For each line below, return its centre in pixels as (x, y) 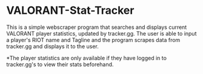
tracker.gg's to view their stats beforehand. (60, 64)
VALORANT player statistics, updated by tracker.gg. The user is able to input (101, 33)
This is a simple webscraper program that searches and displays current (97, 27)
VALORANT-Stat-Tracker (70, 11)
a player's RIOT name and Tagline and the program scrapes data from (93, 40)
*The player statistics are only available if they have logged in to (86, 58)
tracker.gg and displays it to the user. (52, 46)
